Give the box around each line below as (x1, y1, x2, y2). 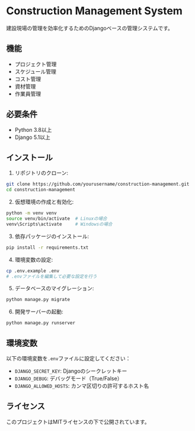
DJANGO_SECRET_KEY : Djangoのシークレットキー (14, 367, 127, 375)
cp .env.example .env (6, 268, 60, 274)
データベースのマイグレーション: (14, 285, 94, 292)
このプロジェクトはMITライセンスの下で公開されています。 (6, 418, 150, 425)
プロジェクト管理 (14, 61, 57, 68)
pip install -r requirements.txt (6, 245, 89, 251)
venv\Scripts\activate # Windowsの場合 (6, 221, 113, 227)
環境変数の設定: (14, 256, 53, 263)
